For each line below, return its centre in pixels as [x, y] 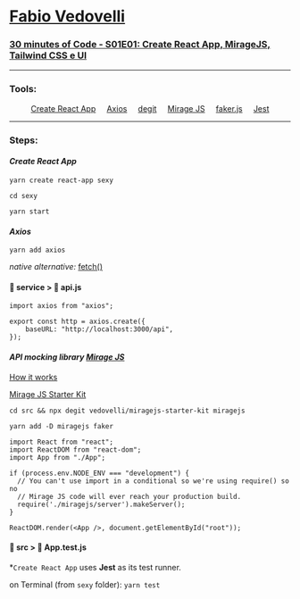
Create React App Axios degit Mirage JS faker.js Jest [150, 108]
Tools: [23, 89]
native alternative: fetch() [56, 267]
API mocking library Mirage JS [67, 357]
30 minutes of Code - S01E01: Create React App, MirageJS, [140, 45]
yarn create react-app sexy [62, 180]
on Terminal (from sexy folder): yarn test [85, 584]
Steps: [24, 140]
